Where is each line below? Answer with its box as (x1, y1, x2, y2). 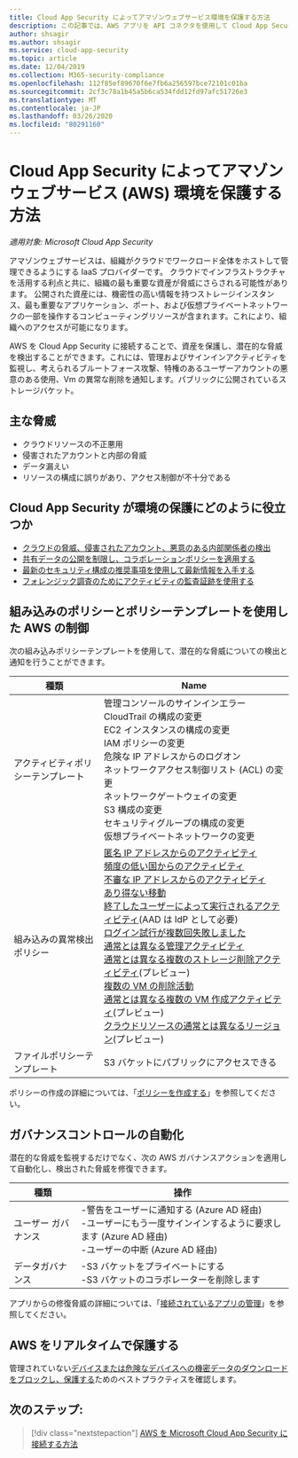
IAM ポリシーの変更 (103, 737, 185, 749)
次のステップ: (9, 1402, 84, 1417)
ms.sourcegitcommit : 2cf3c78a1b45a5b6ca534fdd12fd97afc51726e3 (9, 87, 248, 96)
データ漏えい (21, 460, 69, 471)
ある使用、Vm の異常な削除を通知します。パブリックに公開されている (24, 373, 279, 384)
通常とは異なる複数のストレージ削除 (103, 953, 255, 966)
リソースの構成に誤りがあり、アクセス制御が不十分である (21, 472, 231, 482)
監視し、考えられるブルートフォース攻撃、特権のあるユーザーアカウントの (9, 363, 281, 373)
